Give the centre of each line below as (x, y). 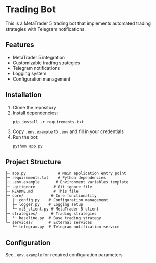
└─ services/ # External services (49, 223)
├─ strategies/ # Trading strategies (51, 214)
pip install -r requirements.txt (48, 122)
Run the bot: (25, 137)
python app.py (28, 146)
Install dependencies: (35, 113)
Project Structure (33, 162)
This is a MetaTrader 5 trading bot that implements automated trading (78, 23)
